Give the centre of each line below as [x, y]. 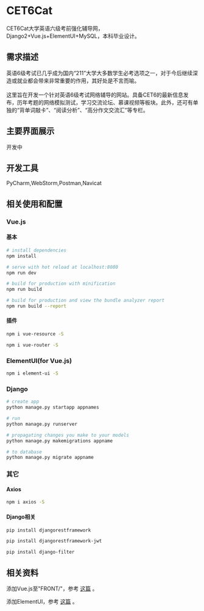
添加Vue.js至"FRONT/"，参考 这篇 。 [52, 588]
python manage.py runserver [42, 424]
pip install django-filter [40, 552]
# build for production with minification [61, 284]
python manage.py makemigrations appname [60, 441]
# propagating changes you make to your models [68, 435]
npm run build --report [37, 306]
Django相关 [21, 516]
